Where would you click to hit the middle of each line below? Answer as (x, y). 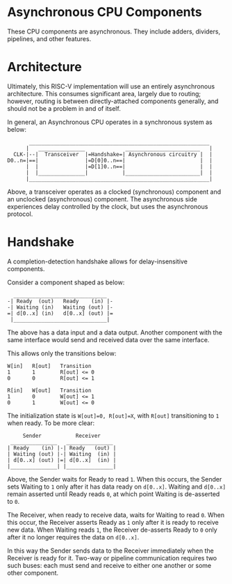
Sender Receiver (61, 436)
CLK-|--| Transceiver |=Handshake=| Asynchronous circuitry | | (113, 154)
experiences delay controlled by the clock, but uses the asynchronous (108, 206)
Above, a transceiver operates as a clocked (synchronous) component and (114, 192)
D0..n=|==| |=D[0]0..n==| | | (110, 160)
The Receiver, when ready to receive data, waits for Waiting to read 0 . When (116, 515)
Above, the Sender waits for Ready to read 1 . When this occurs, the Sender (115, 479)
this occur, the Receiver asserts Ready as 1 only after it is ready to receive (113, 522)
